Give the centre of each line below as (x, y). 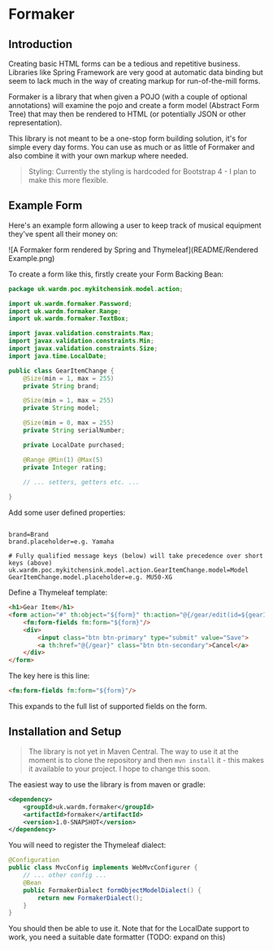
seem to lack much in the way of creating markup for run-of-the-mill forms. (134, 81)
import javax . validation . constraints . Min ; (81, 341)
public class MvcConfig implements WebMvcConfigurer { (103, 868)
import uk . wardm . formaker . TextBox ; (69, 319)
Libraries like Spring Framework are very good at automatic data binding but (136, 72)
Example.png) (32, 258)
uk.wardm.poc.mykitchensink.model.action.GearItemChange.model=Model (129, 570)
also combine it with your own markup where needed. (98, 156)
